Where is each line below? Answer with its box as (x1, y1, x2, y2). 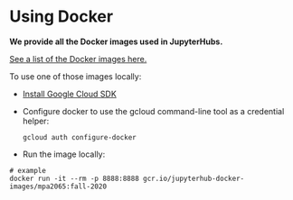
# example (9, 166, 47, 175)
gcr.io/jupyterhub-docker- (143, 174, 245, 183)
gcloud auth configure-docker (22, 132, 137, 141)
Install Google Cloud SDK (22, 88, 118, 99)
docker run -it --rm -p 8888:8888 (9, 174, 140, 183)
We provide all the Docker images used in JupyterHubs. (9, 36, 223, 47)
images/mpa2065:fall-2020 (9, 182, 107, 191)
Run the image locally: (22, 149, 106, 159)
